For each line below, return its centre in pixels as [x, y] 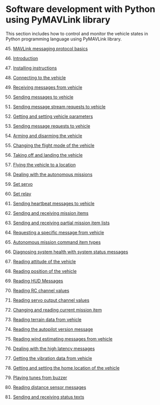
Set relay [22, 194]
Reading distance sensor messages [49, 387]
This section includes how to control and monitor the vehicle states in [77, 33]
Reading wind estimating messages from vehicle [63, 339]
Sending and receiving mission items [51, 213]
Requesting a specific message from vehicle [58, 232]
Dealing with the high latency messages [54, 349]
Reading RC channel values [41, 290]
